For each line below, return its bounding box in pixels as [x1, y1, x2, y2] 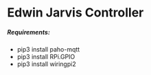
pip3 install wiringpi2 [16, 60, 77, 68]
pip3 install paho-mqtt [16, 45, 80, 54]
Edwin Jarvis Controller [7, 5, 144, 21]
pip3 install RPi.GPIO [16, 53, 75, 61]
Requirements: [7, 28, 50, 36]
